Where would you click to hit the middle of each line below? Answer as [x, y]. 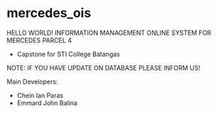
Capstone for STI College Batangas [68, 54]
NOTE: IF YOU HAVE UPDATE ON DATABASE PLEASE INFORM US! [103, 68]
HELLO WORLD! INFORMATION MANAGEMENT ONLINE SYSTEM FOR [109, 33]
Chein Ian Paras [40, 95]
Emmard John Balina [47, 103]
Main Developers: [32, 81]
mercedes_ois [49, 13]
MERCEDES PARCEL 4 [39, 40]
